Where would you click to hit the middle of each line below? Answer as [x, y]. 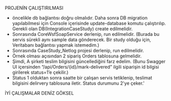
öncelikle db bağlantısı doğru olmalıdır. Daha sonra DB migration [80, 18]
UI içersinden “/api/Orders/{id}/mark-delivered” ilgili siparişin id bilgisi [85, 67]
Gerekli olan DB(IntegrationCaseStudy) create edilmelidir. [72, 29]
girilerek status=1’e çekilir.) [40, 72]
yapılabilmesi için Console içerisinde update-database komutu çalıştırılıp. [89, 23]
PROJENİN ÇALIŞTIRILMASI [34, 8]
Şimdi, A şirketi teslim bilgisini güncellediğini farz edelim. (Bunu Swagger [89, 61]
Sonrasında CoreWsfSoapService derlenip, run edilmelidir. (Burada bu [86, 34]
